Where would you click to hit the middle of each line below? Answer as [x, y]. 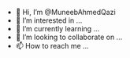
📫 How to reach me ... [52, 46]
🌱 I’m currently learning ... [58, 29]
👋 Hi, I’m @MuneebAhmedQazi [65, 12]
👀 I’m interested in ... [49, 20]
